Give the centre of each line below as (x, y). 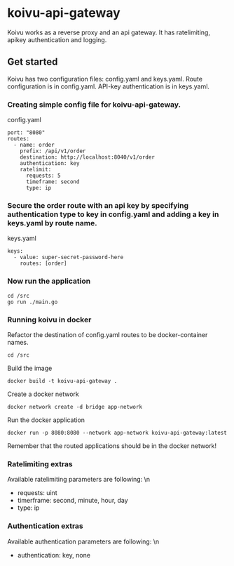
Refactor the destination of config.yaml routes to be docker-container (108, 334)
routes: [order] (44, 264)
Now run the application (49, 281)
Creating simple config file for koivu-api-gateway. (94, 105)
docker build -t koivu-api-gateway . (62, 381)
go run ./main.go (33, 302)
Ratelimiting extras (40, 463)
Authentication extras (45, 526)
